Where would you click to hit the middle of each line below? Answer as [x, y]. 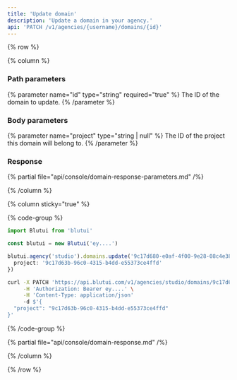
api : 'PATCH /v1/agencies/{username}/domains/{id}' [85, 27]
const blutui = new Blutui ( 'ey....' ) [63, 244]
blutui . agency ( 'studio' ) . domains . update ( [69, 256]
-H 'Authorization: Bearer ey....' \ [78, 289]
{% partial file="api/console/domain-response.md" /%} [87, 342]
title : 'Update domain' [42, 14]
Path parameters [36, 79]
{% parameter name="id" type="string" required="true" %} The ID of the [114, 94]
